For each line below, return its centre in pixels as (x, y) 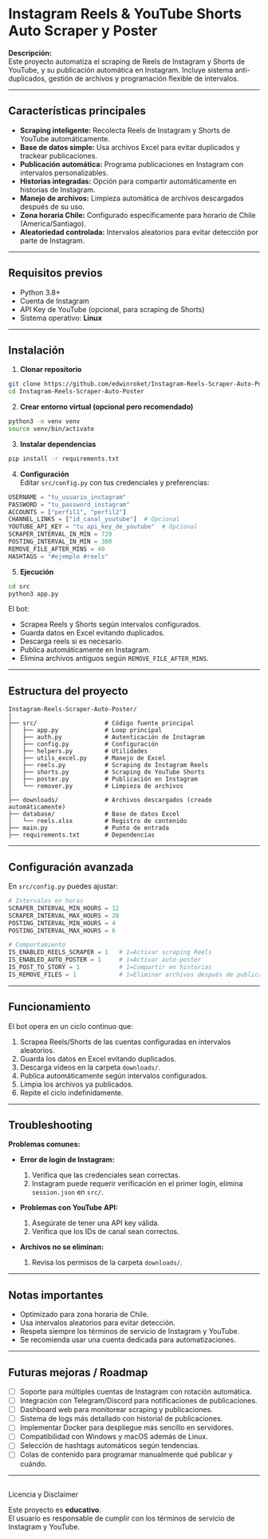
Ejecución (37, 572)
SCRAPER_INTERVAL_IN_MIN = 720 (60, 534)
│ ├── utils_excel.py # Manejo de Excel (87, 758)
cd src (19, 586)
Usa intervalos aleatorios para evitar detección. (97, 1323)
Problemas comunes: (44, 1144)
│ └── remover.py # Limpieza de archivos (96, 786)
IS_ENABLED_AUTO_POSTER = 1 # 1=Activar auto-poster (105, 960)
